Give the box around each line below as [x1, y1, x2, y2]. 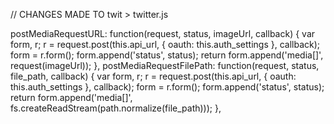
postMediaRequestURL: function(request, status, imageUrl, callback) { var [10, 28, 316, 39]
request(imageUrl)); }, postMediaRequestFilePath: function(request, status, [10, 60, 320, 71]
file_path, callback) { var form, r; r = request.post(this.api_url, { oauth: [10, 70, 297, 82]
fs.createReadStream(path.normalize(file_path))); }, [10, 102, 222, 114]
